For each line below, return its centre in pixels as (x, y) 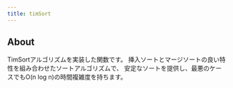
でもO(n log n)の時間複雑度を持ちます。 (70, 77)
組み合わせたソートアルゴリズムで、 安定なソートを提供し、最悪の (114, 68)
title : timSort (29, 14)
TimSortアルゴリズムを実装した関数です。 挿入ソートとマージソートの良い (113, 59)
